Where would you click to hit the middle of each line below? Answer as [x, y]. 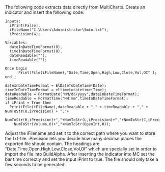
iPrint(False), [25, 25]
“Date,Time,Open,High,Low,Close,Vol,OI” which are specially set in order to [81, 149]
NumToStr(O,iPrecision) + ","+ [37, 111]
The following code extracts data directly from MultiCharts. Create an [75, 7]
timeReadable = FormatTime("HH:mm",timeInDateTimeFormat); [67, 98]
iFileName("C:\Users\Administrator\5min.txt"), [59, 30]
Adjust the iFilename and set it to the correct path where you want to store [80, 133]
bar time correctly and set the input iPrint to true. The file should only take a [82, 159]
